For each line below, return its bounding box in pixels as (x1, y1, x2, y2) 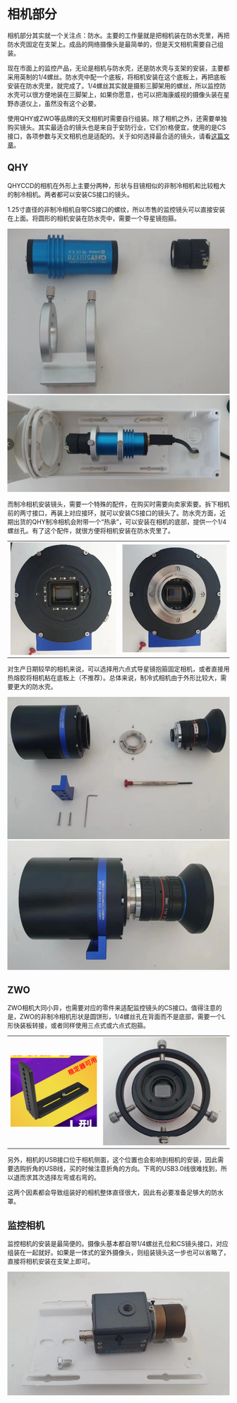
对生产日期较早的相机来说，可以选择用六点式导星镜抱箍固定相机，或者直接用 (7, 665, 230, 674)
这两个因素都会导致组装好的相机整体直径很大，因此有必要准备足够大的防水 (7, 1188, 224, 1197)
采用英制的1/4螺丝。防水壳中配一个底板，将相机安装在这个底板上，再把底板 (7, 72, 226, 81)
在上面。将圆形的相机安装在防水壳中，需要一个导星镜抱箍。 (7, 213, 181, 223)
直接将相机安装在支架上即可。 (7, 1257, 94, 1266)
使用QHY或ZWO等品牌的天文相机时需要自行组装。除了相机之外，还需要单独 (7, 114, 227, 122)
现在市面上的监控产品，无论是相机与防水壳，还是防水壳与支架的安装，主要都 (7, 64, 230, 72)
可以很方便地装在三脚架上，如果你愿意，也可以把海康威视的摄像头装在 (19, 90, 224, 99)
